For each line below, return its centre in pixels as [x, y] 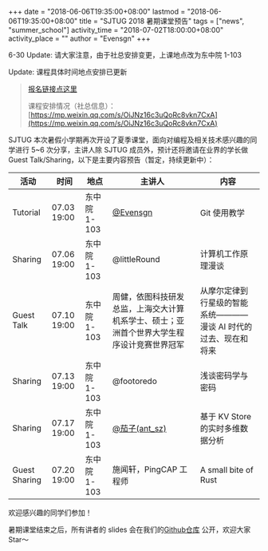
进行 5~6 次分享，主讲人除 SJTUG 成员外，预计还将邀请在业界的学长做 [132, 150]
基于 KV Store [226, 416]
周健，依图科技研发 [148, 297]
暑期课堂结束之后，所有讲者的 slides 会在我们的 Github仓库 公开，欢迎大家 [130, 529]
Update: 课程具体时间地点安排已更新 [68, 72]
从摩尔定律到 [224, 291]
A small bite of [227, 470]
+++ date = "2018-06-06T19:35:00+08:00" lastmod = [97, 12]
